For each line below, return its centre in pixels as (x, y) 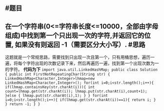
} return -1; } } (23, 104)
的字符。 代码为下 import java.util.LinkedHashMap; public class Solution (81, 70)
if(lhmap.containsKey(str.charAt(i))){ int (50, 87)
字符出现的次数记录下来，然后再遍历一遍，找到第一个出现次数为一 (92, 63)
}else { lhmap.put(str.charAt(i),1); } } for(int (57, 96)
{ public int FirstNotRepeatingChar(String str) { (58, 74)
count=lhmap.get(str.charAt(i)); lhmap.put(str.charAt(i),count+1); (76, 92)
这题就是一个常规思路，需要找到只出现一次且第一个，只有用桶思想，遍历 (78, 57)
